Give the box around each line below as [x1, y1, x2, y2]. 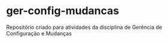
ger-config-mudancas [6, 4, 120, 18]
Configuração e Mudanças [6, 29, 72, 37]
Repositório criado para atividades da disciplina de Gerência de [6, 24, 163, 31]
